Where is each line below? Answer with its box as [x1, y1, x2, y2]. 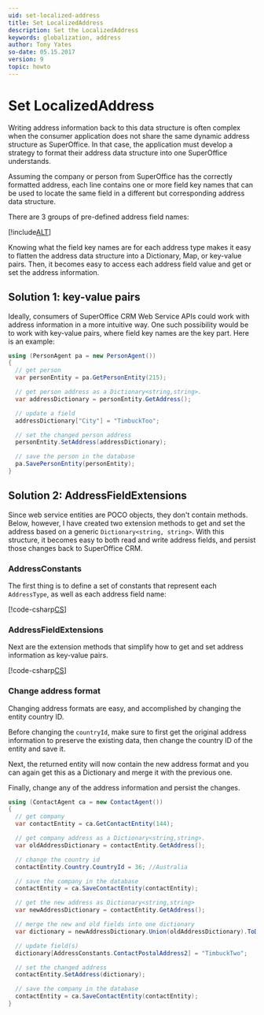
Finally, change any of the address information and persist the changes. [8, 783, 240, 792]
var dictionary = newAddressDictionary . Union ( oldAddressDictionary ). [15, 928, 247, 935]
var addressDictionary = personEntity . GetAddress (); [15, 395, 192, 403]
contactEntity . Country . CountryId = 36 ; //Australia [15, 863, 189, 871]
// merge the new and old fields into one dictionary [15, 920, 195, 928]
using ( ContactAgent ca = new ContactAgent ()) [8, 797, 163, 806]
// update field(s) [15, 942, 79, 950]
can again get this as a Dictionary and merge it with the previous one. [8, 768, 233, 777]
